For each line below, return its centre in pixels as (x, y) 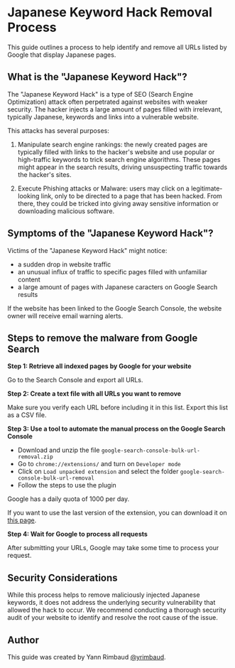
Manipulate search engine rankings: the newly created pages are (113, 144)
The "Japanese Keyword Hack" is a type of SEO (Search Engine (100, 94)
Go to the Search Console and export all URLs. (75, 380)
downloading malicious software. (66, 211)
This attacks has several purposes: (59, 130)
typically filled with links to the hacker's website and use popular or (116, 152)
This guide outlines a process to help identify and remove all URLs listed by (117, 47)
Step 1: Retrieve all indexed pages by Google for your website (99, 366)
